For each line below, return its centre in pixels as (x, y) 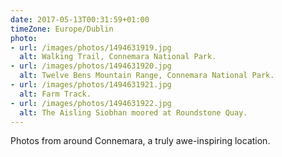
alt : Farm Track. (55, 94)
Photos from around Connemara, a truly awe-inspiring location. (140, 141)
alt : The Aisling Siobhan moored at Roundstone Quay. (133, 112)
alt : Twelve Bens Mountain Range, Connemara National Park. (147, 76)
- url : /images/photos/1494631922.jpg (91, 103)
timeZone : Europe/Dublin (62, 29)
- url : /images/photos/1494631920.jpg (91, 66)
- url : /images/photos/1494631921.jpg (91, 85)
